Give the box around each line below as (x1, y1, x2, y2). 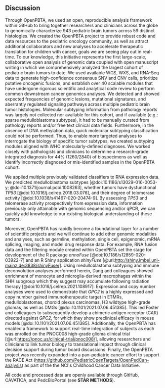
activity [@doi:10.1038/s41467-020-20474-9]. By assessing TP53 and (5, 195, 147, 201)
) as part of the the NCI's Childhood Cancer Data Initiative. (21, 362, 140, 368)
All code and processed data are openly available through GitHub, (5, 372, 139, 378)
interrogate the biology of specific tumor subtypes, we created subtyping (5, 138, 155, 144)
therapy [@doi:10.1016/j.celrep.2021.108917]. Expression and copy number (5, 283, 156, 289)
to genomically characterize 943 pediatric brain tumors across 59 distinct (5, 27, 155, 34)
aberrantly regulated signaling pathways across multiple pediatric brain (5, 101, 150, 107)
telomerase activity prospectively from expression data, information (5, 200, 143, 206)
